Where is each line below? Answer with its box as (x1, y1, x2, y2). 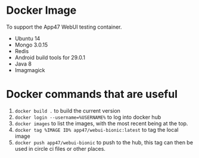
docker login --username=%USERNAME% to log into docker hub (14, 113, 161, 120)
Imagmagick (14, 66, 46, 73)
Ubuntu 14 (14, 35, 41, 42)
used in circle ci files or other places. (14, 145, 106, 152)
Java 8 (14, 60, 32, 67)
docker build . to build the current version (14, 107, 121, 114)
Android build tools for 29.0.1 (14, 54, 85, 61)
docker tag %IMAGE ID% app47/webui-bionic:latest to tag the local (14, 126, 179, 133)
